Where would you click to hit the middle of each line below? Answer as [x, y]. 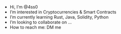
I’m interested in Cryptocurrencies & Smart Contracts [63, 12]
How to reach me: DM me [35, 27]
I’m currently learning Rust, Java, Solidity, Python [59, 17]
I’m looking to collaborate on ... [41, 22]
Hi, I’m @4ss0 [24, 7]
